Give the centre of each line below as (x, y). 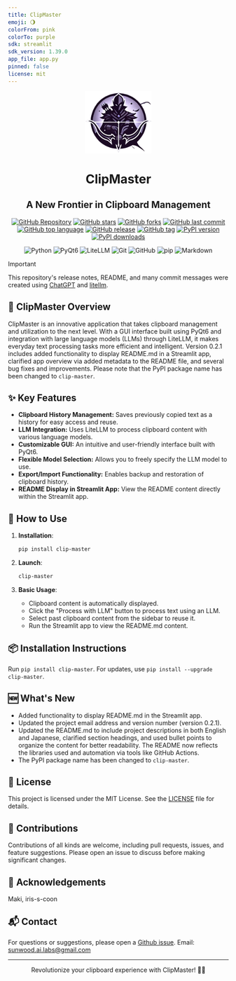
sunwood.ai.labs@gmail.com (49, 949)
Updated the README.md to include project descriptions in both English (122, 730)
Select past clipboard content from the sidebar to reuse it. (112, 618)
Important (22, 263)
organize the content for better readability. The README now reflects (118, 745)
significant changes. (37, 860)
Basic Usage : (37, 589)
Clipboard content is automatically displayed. (93, 603)
